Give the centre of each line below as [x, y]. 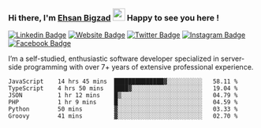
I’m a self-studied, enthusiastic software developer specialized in [114, 58]
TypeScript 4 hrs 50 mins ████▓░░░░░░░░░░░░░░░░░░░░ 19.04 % [123, 88]
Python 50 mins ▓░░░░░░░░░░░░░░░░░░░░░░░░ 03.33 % [123, 109]
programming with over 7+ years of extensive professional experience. [138, 67]
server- [233, 58]
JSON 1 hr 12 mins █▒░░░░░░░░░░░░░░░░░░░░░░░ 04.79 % [123, 96]
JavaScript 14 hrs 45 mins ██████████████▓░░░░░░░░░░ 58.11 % [123, 82]
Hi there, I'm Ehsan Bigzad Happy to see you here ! [114, 17]
